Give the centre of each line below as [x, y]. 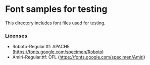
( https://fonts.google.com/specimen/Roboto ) [58, 52]
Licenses [16, 36]
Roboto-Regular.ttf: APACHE [41, 47]
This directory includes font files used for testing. [55, 23]
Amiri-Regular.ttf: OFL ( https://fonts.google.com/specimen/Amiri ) [78, 57]
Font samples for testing [56, 9]
